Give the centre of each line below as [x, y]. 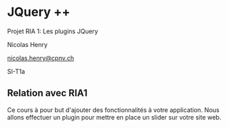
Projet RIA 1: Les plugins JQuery [53, 31]
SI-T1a [16, 71]
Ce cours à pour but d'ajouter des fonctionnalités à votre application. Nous [113, 110]
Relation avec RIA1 [47, 93]
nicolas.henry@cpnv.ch [41, 58]
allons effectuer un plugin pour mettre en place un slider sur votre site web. [114, 117]
